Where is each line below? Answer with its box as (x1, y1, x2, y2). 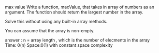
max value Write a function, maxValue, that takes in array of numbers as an (5, 4, 155, 10)
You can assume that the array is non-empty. (5, 28, 95, 33)
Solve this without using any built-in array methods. (5, 19, 108, 24)
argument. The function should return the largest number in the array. (5, 9, 144, 15)
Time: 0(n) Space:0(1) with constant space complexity (5, 42, 113, 48)
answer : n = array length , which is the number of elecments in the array (5, 37, 150, 43)
